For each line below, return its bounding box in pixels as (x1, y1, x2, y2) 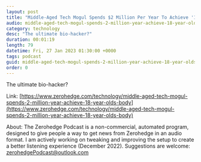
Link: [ (6, 92, 22, 100)
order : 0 (6, 64, 28, 71)
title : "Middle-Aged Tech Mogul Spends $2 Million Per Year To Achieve (6, 14, 188, 20)
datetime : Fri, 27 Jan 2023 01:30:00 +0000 (6, 48, 117, 54)
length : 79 (6, 43, 33, 49)
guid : (6, 59, 20, 65)
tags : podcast (6, 53, 42, 59)
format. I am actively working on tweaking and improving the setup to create (6, 136, 194, 143)
